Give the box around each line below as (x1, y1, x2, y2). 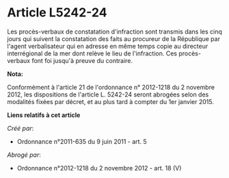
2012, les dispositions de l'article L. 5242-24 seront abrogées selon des (7, 90, 209, 99)
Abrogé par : (7, 151, 41, 159)
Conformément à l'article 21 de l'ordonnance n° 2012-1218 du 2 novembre (7, 83, 215, 91)
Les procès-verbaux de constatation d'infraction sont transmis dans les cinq (7, 27, 222, 36)
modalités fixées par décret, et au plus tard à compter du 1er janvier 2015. (7, 97, 214, 105)
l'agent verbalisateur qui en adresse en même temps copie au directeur (7, 42, 208, 50)
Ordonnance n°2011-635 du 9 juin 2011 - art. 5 (16, 137, 147, 145)
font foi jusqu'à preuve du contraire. (31, 56, 133, 64)
